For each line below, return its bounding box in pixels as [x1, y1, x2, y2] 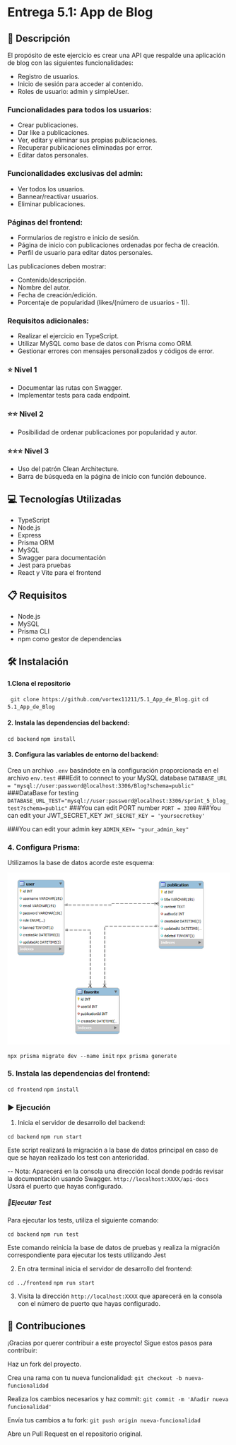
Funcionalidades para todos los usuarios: [7, 105, 152, 114]
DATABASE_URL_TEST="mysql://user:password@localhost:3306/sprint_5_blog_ [7, 797, 230, 804]
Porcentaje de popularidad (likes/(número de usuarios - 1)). [17, 298, 190, 307]
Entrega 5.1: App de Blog [7, 4, 153, 20]
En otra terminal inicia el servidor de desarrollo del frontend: [17, 1265, 193, 1273]
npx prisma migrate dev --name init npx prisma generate [7, 1052, 177, 1059]
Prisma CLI [17, 626, 49, 636]
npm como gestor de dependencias [17, 634, 122, 643]
